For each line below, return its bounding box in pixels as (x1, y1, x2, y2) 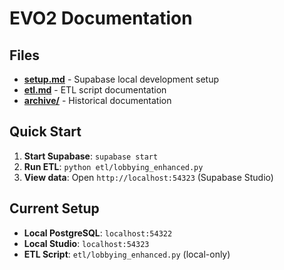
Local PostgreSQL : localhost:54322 (23, 227, 173, 239)
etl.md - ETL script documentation (23, 84, 167, 96)
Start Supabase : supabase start (23, 150, 159, 162)
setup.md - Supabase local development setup (23, 73, 220, 85)
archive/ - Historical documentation (23, 95, 172, 106)
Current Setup (9, 200, 100, 217)
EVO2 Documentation (9, 7, 193, 30)
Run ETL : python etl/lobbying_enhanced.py (23, 160, 204, 172)
